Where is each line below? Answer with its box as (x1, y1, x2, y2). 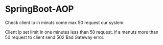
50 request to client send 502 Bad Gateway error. (5, 34, 105, 40)
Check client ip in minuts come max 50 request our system (5, 20, 124, 25)
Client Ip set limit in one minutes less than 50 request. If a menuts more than (5, 29, 159, 35)
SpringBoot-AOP (5, 3, 74, 15)
